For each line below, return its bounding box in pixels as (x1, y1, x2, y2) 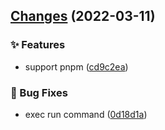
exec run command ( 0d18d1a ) (24, 108, 148, 120)
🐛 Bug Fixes (10, 85, 68, 99)
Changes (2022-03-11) (10, 8, 156, 25)
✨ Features (10, 38, 66, 52)
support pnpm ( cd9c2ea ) (24, 60, 129, 73)
